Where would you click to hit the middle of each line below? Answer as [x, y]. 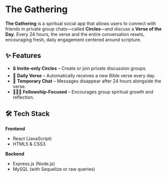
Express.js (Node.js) [34, 163]
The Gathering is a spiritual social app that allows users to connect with [81, 23]
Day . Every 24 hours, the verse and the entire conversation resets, [75, 34]
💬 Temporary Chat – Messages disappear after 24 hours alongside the [87, 81]
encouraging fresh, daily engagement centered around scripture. [73, 40]
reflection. [23, 97]
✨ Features [23, 56]
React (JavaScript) [32, 138]
